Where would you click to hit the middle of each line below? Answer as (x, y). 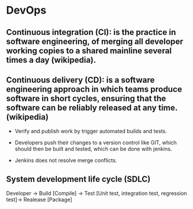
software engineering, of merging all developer (95, 41)
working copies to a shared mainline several (89, 51)
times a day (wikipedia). (51, 60)
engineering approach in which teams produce (94, 89)
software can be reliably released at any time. (92, 107)
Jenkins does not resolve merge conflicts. (66, 160)
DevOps (26, 10)
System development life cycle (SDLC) (78, 179)
